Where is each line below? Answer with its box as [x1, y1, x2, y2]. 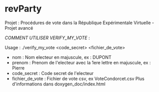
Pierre [12, 65, 25, 71]
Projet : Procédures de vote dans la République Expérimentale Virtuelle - [5, 20, 154, 26]
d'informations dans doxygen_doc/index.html [12, 81, 106, 87]
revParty [5, 3, 42, 15]
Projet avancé [5, 25, 34, 31]
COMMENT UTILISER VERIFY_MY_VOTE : [5, 35, 90, 41]
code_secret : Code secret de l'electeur [12, 70, 94, 76]
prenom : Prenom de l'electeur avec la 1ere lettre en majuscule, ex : [12, 59, 151, 65]
